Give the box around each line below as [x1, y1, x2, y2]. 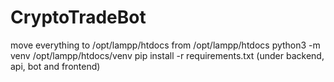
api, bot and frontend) [10, 60, 101, 72]
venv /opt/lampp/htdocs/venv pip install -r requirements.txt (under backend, [10, 49, 325, 61]
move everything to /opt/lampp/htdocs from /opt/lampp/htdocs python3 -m [10, 39, 321, 51]
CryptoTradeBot [10, 6, 147, 29]
